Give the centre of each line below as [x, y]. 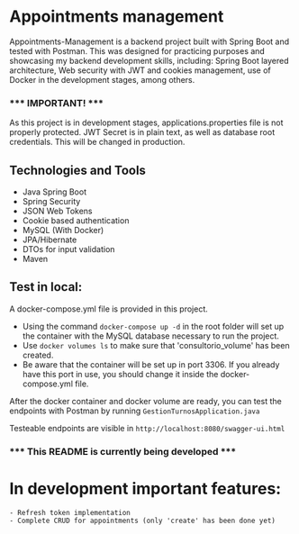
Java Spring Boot [54, 192]
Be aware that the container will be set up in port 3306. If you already [151, 364]
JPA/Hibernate [50, 240]
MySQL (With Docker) [63, 231]
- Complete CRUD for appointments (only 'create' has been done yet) [143, 520]
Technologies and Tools [78, 170]
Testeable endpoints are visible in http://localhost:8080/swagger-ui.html [147, 428]
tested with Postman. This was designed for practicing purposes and [137, 50]
